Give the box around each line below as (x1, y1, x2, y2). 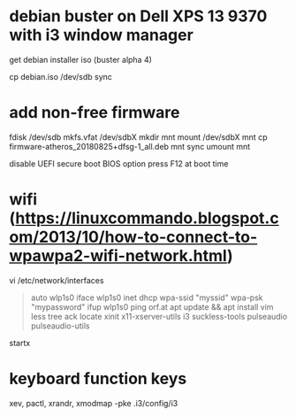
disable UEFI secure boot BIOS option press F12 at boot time (9, 158, 229, 169)
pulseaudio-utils (30, 320, 90, 331)
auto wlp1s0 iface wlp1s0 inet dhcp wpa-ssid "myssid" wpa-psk (30, 292, 263, 303)
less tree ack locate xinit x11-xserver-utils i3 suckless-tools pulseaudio (30, 311, 288, 321)
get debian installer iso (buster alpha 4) (9, 54, 153, 65)
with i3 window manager (9, 25, 194, 45)
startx (9, 337, 31, 348)
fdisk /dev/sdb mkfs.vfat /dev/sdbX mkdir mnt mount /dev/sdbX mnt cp (9, 131, 268, 143)
